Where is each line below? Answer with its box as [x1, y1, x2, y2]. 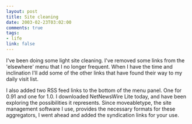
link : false [6, 41, 35, 47]
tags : [6, 30, 19, 36]
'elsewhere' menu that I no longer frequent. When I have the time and [6, 63, 173, 70]
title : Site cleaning [6, 14, 59, 20]
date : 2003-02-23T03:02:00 [6, 19, 72, 25]
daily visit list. [6, 75, 39, 82]
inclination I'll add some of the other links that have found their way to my [6, 69, 183, 76]
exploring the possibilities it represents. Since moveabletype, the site [6, 99, 172, 106]
